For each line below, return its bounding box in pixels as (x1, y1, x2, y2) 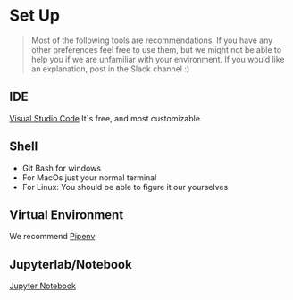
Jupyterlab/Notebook (9, 256, 132, 272)
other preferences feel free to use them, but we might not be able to (30, 44, 282, 54)
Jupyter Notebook (9, 280, 77, 291)
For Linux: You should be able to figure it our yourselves (21, 181, 229, 192)
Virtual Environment (9, 207, 124, 222)
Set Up (9, 5, 61, 26)
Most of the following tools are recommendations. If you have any (30, 35, 273, 46)
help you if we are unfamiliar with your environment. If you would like (30, 54, 285, 64)
